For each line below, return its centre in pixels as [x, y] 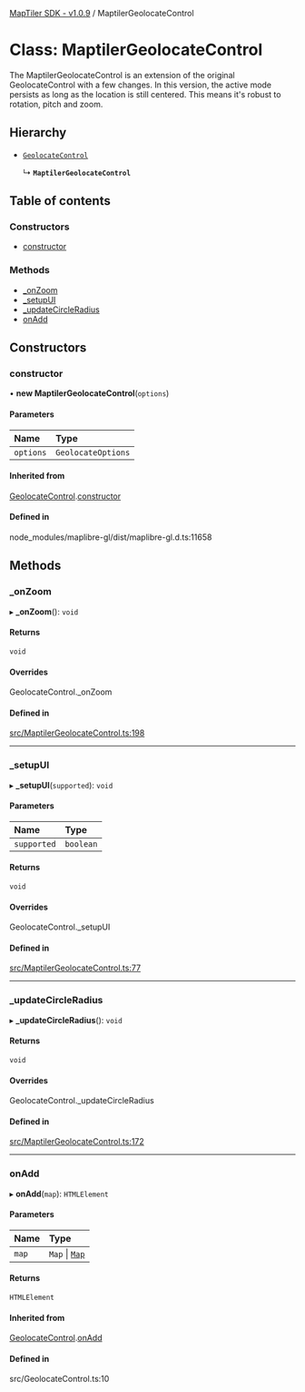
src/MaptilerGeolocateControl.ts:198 [77, 733]
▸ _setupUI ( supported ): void [61, 785]
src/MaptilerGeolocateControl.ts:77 [75, 968]
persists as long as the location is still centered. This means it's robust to [145, 94]
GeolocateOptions [93, 452]
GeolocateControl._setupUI [60, 927]
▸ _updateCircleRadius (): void [66, 1020]
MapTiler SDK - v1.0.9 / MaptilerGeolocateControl [102, 13]
